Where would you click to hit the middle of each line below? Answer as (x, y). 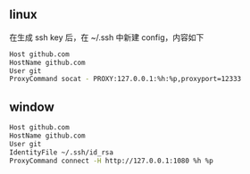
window (32, 107)
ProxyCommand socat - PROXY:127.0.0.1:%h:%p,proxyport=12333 (125, 79)
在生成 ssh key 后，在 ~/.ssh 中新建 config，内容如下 (107, 37)
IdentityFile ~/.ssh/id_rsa (62, 152)
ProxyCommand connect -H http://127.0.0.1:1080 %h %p (112, 161)
